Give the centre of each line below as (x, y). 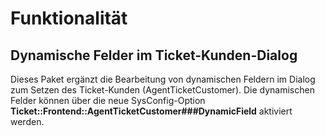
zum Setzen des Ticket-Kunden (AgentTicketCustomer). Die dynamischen (162, 90)
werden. (27, 121)
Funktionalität (69, 18)
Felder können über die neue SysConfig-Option (108, 100)
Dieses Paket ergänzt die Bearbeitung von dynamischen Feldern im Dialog (163, 79)
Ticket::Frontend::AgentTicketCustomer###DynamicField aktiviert (151, 111)
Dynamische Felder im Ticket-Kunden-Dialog (154, 55)
